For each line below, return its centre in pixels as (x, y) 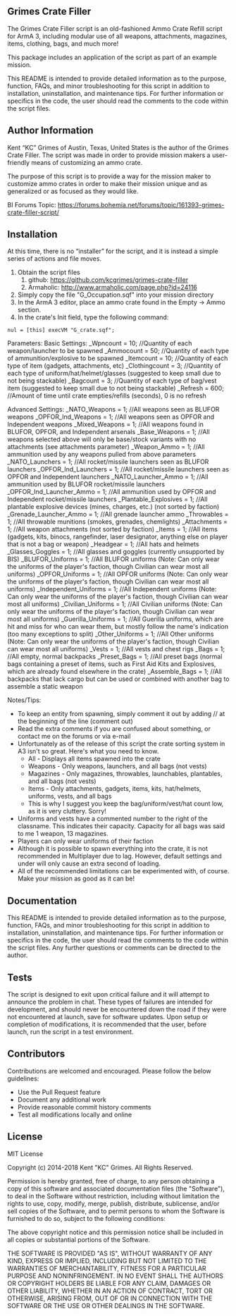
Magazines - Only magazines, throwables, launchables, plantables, (125, 774)
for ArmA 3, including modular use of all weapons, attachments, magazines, (117, 36)
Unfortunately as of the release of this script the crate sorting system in (121, 744)
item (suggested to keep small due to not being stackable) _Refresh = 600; (116, 388)
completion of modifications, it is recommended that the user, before (107, 1024)
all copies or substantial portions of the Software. (79, 1239)
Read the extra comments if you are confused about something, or (114, 729)
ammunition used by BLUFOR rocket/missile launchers (86, 484)
